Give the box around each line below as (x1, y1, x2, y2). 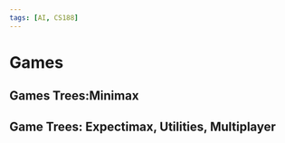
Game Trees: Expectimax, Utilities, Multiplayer (9, 119, 276, 134)
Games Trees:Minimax (9, 88, 139, 104)
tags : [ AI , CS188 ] (9, 13, 79, 23)
